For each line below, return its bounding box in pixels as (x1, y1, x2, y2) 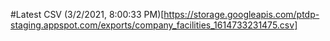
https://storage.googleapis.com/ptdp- (163, 9, 320, 20)
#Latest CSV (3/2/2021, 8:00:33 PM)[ (10, 9, 165, 20)
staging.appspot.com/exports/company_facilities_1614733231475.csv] (10, 19, 298, 31)
